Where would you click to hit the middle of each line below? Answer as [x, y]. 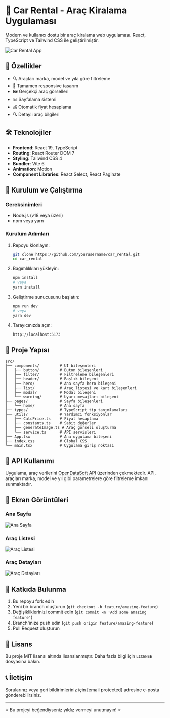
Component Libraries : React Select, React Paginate [67, 174]
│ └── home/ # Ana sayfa [45, 406]
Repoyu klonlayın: [31, 245]
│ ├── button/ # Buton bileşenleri [54, 370]
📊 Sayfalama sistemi [34, 99]
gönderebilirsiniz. [23, 695]
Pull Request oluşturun [36, 628]
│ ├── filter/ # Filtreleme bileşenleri [60, 375]
